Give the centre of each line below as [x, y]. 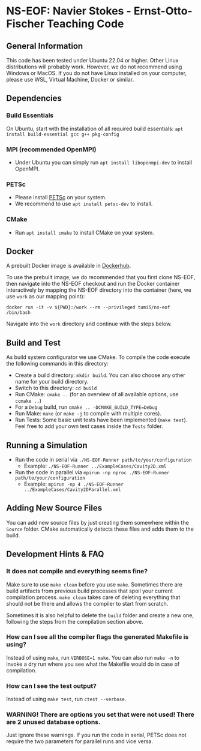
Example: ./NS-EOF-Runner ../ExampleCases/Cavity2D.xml [95, 466]
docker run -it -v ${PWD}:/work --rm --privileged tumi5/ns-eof [88, 307]
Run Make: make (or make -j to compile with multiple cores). [88, 414]
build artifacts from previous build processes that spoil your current [89, 591]
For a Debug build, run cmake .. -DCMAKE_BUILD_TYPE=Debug [86, 407]
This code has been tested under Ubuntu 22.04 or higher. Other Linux [92, 60]
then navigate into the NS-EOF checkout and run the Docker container [93, 284]
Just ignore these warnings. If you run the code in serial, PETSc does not [97, 735]
